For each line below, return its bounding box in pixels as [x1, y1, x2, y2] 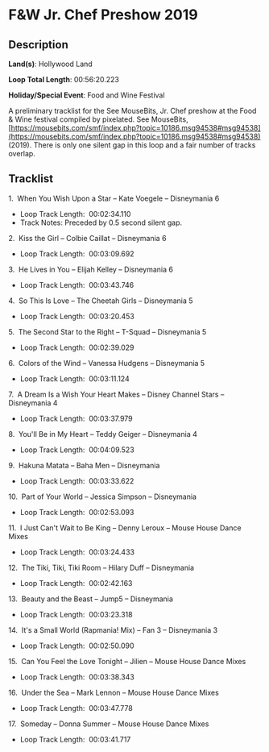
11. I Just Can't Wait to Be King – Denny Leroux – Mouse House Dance [8, 522, 242, 533]
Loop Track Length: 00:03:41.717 [19, 734, 131, 744]
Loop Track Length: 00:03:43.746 [19, 280, 134, 289]
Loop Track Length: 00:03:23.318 [19, 609, 133, 619]
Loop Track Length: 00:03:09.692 [19, 248, 134, 259]
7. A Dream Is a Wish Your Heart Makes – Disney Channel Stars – [8, 389, 225, 399]
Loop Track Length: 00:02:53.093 [19, 507, 134, 517]
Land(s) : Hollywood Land [8, 59, 93, 69]
